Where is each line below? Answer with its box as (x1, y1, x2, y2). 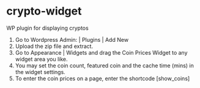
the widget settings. (15, 68, 65, 75)
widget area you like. (15, 55, 69, 63)
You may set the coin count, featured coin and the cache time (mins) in (15, 62, 194, 69)
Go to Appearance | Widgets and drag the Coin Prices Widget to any (15, 49, 188, 56)
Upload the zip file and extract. (15, 42, 94, 50)
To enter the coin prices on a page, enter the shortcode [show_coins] (15, 75, 190, 82)
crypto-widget (6, 4, 82, 18)
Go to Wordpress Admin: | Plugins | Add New (15, 36, 129, 43)
